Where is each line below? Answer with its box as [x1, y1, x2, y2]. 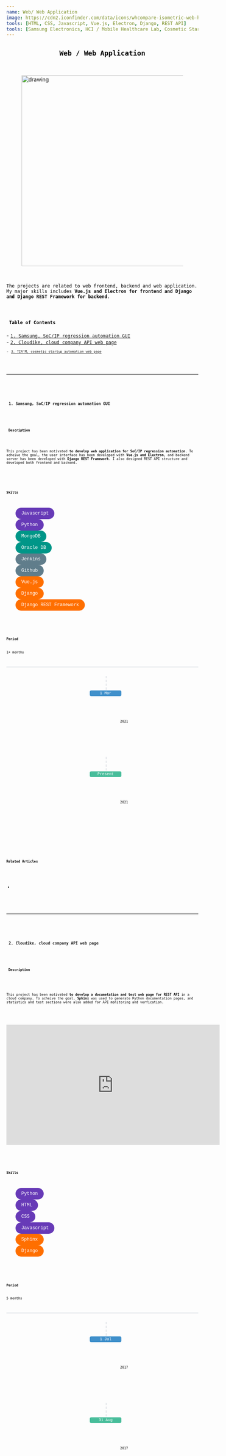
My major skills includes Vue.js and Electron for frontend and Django [6, 288, 192, 295]
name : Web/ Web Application [6, 9, 78, 15]
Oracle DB [21, 545, 47, 551]
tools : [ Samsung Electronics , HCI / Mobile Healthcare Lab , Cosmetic [6, 26, 187, 32]
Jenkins [21, 556, 41, 562]
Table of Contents [9, 319, 56, 325]
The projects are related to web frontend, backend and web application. [6, 283, 198, 289]
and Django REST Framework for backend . [6, 294, 111, 300]
